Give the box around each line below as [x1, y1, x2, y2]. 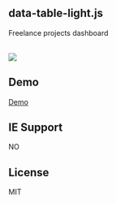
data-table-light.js [8, 6, 104, 20]
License [8, 166, 49, 179]
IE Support [8, 121, 63, 135]
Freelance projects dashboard [8, 28, 109, 37]
